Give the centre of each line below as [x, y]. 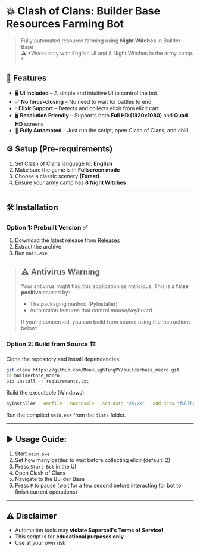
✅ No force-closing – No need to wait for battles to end [83, 101]
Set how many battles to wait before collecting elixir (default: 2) [93, 460]
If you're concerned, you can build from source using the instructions [106, 322]
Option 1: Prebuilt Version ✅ [47, 227]
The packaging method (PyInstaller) [74, 304]
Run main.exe [31, 253]
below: [29, 328]
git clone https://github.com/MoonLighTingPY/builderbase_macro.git [93, 370]
